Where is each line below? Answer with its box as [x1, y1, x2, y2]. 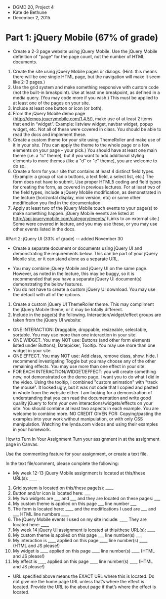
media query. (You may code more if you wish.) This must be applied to [12, 94, 159, 100]
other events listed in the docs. [12, 226, 76, 232]
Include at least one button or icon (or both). [12, 105, 103, 111]
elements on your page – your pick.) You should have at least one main [12, 147, 157, 153]
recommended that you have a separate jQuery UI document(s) [12, 276, 142, 281]
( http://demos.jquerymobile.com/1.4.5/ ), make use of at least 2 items [12, 116, 153, 122]
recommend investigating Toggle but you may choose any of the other [12, 358, 156, 364]
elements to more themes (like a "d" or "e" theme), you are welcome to [12, 158, 158, 164]
